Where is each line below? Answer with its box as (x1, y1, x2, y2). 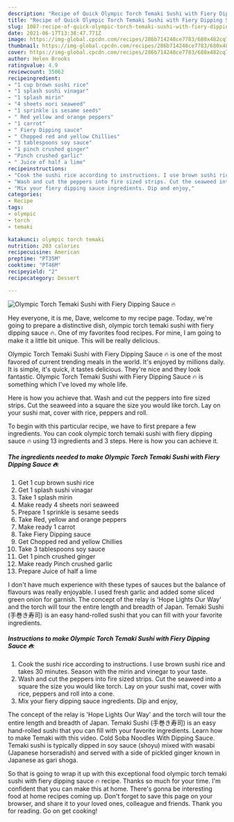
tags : (8, 204, 24, 211)
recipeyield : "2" (8, 268, 58, 275)
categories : (8, 191, 42, 198)
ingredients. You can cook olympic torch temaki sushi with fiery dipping (8, 429, 212, 438)
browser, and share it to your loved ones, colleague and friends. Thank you (8, 799, 223, 807)
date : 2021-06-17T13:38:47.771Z (8, 29, 101, 37)
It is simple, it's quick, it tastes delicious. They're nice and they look (8, 365, 201, 373)
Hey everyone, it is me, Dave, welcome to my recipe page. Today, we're (8, 313, 213, 322)
